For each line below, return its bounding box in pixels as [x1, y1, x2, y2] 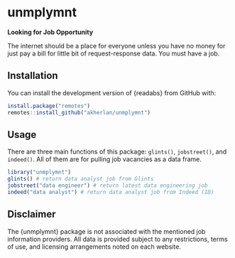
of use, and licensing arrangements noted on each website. [7, 242, 181, 251]
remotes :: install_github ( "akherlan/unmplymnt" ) [7, 109, 151, 116]
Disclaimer [7, 208, 56, 220]
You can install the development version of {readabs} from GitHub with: [7, 88, 217, 97]
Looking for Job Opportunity [7, 28, 94, 36]
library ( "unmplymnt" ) [7, 168, 72, 176]
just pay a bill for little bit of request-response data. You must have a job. [7, 49, 220, 58]
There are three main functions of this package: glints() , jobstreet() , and [7, 147, 227, 156]
